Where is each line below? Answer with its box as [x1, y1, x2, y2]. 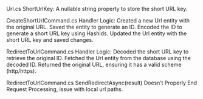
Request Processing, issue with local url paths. [6, 86, 123, 93]
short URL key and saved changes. [6, 36, 94, 43]
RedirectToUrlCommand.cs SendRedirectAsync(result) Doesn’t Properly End [6, 79, 198, 86]
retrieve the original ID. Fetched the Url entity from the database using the [6, 55, 191, 61]
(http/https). [6, 67, 36, 75]
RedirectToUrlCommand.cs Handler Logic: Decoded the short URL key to [6, 48, 189, 55]
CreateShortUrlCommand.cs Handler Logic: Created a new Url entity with [6, 17, 190, 24]
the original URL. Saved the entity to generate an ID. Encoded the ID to [6, 24, 182, 30]
